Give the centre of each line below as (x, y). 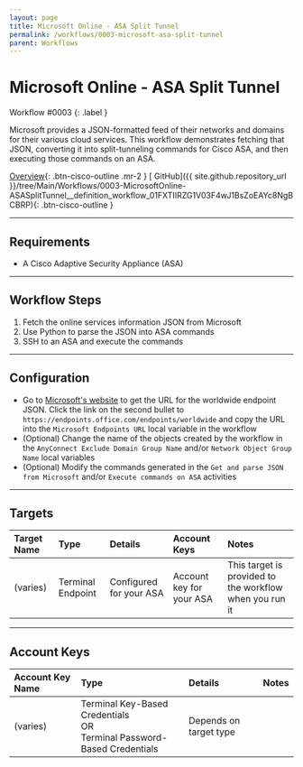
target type (212, 732)
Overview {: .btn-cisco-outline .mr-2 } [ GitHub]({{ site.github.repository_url (148, 176)
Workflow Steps (55, 300)
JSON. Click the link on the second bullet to (103, 409)
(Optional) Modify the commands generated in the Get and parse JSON (153, 467)
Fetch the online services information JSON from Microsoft (132, 322)
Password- (144, 738)
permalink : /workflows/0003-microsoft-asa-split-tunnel (116, 34)
